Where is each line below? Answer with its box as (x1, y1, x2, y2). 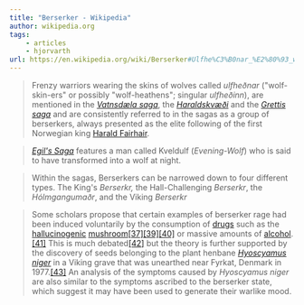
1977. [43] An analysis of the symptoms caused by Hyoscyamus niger (31, 267, 290, 277)
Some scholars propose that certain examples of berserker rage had (31, 209, 287, 219)
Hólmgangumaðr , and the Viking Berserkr (31, 191, 187, 202)
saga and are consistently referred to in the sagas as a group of (31, 109, 270, 119)
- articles (25, 38, 67, 48)
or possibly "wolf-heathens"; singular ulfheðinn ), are (68, 89, 264, 100)
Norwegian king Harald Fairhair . (31, 128, 150, 138)
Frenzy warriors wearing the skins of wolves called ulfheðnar (31, 80, 260, 90)
